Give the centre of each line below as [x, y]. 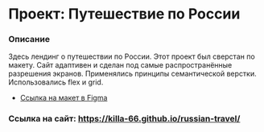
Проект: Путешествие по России [124, 14]
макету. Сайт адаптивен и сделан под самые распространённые [120, 65]
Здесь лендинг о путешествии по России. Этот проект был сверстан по [132, 56]
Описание [29, 39]
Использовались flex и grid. [56, 82]
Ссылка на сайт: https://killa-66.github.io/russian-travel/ [124, 119]
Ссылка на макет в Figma [64, 98]
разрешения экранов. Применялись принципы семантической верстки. [132, 74]
